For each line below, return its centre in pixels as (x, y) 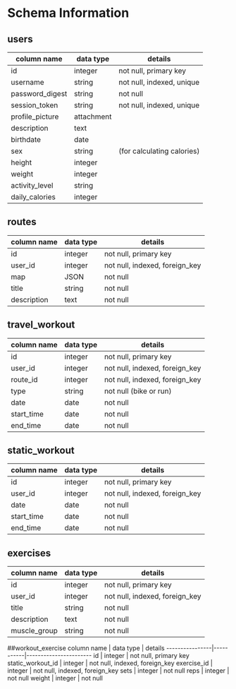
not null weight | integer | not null (55, 678)
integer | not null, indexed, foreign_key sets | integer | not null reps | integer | (118, 671)
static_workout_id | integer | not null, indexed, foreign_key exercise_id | (110, 663)
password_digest (39, 94)
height (21, 162)
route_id (24, 379)
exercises (29, 553)
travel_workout (41, 325)
